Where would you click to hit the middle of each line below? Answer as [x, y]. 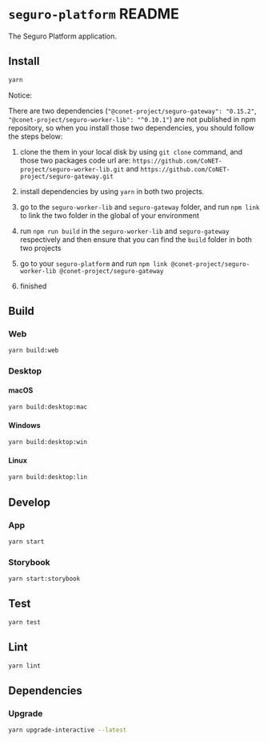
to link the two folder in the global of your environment [110, 215]
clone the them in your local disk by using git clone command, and [131, 151]
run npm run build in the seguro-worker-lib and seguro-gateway [124, 231]
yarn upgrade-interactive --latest [68, 730]
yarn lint [25, 666]
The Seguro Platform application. [63, 36]
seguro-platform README [94, 14]
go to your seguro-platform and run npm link [94, 263]
